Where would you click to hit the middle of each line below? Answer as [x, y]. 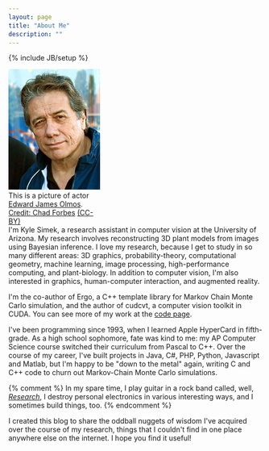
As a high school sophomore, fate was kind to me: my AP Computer [144, 338]
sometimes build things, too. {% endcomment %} [90, 405]
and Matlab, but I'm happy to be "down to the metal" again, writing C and [130, 364]
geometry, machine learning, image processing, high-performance [119, 264]
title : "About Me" [39, 25]
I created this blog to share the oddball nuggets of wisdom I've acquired [128, 421]
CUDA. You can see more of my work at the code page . [100, 314]
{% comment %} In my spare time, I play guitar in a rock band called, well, [131, 388]
